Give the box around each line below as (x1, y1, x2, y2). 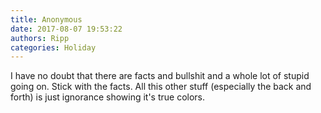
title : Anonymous (10, 14, 83, 25)
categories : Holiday (10, 42, 97, 53)
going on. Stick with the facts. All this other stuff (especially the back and (10, 81, 312, 93)
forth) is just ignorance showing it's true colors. (10, 91, 206, 103)
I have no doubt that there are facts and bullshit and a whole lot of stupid (10, 70, 310, 82)
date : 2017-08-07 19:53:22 (10, 24, 123, 34)
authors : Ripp (10, 33, 70, 43)
